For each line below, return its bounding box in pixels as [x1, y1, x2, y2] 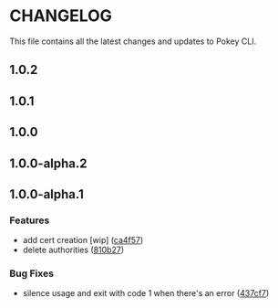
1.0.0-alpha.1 [9, 186, 84, 202]
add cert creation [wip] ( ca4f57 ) [22, 235, 144, 246]
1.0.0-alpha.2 [9, 155, 88, 171]
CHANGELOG [9, 5, 112, 27]
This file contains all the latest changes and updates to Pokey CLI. [9, 36, 257, 47]
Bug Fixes [9, 267, 55, 280]
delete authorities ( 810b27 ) [22, 244, 125, 256]
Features [9, 214, 50, 227]
